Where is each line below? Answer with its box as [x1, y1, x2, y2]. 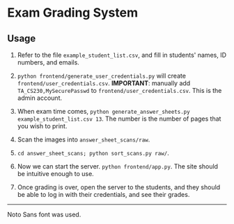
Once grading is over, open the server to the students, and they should [17, 183, 221, 191]
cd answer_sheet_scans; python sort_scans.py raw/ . [17, 149, 169, 157]
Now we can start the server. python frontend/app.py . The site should [17, 162, 218, 171]
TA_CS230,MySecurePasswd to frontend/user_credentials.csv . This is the [17, 87, 222, 94]
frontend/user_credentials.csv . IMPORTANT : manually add [17, 79, 191, 87]
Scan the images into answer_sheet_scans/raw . [17, 135, 150, 144]
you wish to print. [17, 122, 68, 130]
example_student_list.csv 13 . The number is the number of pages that [17, 114, 221, 123]
